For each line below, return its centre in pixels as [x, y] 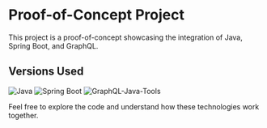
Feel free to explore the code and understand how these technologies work [134, 106]
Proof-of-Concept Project [96, 15]
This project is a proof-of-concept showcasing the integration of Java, [125, 37]
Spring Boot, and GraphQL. [53, 45]
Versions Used [46, 72]
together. [23, 115]
